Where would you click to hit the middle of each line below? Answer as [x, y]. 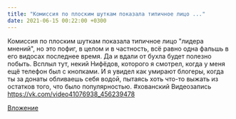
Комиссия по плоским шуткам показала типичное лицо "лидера [106, 41]
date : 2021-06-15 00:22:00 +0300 [57, 21]
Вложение [23, 108]
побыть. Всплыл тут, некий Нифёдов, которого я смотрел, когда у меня [117, 63]
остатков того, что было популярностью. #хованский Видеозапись [109, 86]
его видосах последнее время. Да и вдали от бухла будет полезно [109, 56]
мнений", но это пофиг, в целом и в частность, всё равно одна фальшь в [118, 48]
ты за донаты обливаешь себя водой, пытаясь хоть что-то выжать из [113, 78]
